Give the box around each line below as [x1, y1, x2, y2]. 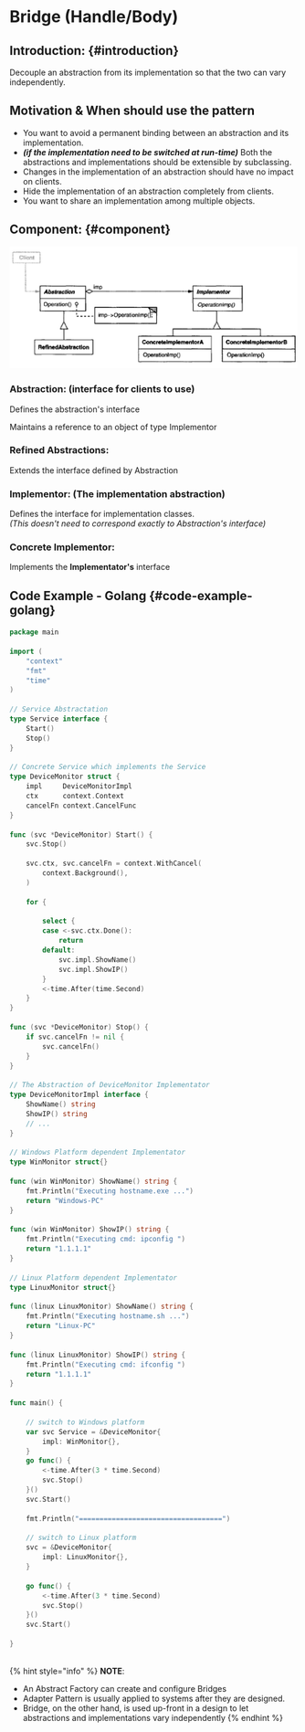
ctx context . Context [26, 792, 125, 801]
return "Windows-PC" [26, 1196, 104, 1205]
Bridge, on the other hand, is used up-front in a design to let [22, 1702, 249, 1714]
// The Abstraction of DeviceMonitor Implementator [9, 1081, 210, 1090]
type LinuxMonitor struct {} [9, 1283, 117, 1292]
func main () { [9, 1399, 64, 1408]
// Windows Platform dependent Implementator [9, 1148, 185, 1157]
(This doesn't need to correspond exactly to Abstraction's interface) [9, 518, 267, 529]
